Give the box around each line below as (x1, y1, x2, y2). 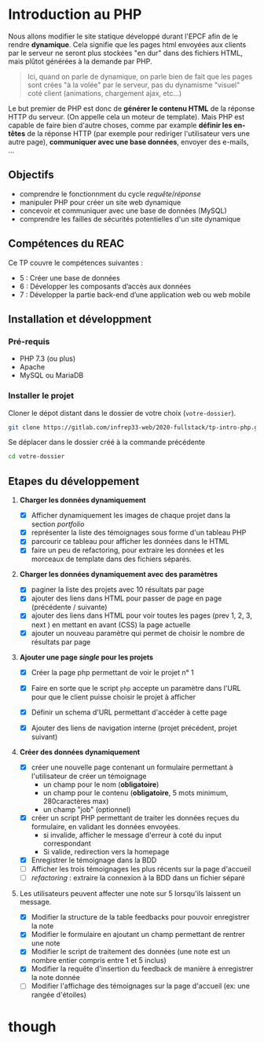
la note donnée (31, 973, 80, 982)
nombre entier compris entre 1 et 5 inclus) (31, 956, 167, 965)
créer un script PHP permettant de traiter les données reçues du (31, 813, 240, 822)
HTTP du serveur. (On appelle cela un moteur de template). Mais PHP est (8, 112, 245, 121)
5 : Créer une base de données (19, 273, 120, 282)
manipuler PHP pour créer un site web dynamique (19, 197, 181, 207)
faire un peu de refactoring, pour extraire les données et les (31, 545, 225, 555)
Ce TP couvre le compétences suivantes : (8, 258, 144, 267)
